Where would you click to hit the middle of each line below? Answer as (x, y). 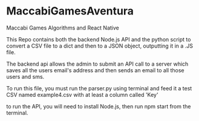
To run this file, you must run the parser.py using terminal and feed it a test (99, 88)
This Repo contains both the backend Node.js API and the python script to (99, 39)
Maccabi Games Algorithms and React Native (63, 28)
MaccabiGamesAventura (70, 11)
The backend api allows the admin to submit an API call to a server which (97, 64)
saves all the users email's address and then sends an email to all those (95, 70)
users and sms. (25, 76)
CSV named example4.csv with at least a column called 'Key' (82, 95)
